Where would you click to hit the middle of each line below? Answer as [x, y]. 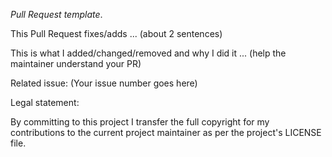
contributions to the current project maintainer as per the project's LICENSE [166, 132]
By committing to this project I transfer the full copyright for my [140, 122]
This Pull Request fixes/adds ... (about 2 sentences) [116, 33]
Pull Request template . [56, 14]
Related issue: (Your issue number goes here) [104, 83]
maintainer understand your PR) [76, 63]
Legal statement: [45, 102]
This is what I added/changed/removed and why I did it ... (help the [148, 53]
